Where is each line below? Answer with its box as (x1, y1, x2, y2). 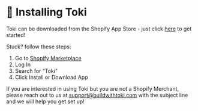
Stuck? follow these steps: (6, 43, 71, 50)
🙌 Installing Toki (6, 5, 87, 19)
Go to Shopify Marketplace (14, 54, 82, 61)
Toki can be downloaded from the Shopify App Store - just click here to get (6, 25, 192, 32)
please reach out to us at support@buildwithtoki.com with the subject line (6, 91, 188, 98)
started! (6, 31, 26, 38)
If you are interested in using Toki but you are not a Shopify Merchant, (6, 85, 179, 92)
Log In (14, 61, 31, 68)
